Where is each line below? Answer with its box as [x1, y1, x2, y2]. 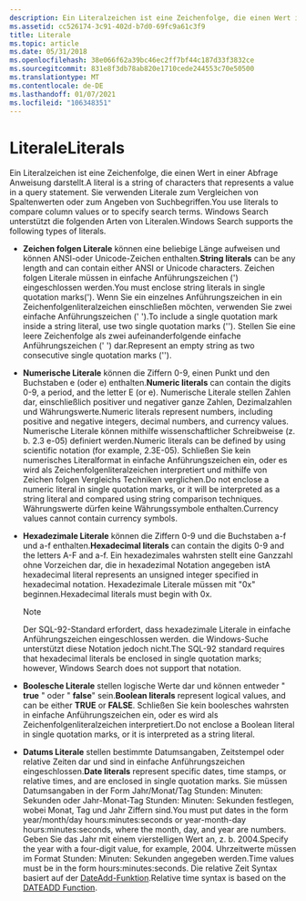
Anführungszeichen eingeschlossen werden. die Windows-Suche [22, 634, 269, 645]
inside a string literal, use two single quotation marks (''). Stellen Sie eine [22, 321, 296, 332]
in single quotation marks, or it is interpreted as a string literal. [22, 729, 255, 740]
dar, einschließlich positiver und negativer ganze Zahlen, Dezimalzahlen [22, 397, 292, 408]
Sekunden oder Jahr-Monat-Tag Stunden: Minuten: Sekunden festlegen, [22, 795, 294, 806]
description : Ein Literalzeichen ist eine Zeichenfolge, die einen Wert [9, 13, 291, 23]
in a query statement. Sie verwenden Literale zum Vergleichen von [9, 187, 259, 198]
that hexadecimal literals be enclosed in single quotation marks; [22, 653, 262, 664]
